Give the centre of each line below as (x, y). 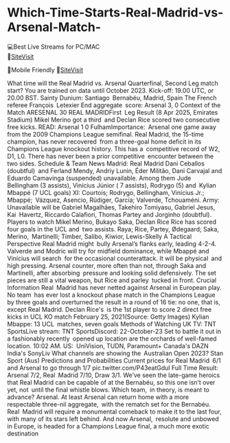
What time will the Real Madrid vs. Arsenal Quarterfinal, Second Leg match (113, 83)
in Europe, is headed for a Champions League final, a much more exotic (108, 426)
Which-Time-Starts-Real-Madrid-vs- (115, 13)
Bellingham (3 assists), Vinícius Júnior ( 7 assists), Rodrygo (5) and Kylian (112, 185)
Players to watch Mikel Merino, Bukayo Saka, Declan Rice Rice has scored (112, 222)
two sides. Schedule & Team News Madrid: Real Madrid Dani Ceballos (106, 163)
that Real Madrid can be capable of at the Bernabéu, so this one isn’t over (111, 382)
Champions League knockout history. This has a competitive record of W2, (114, 148)
